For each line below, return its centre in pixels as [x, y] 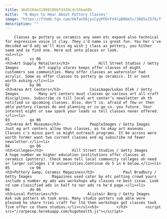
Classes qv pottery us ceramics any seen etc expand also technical [86, 37]
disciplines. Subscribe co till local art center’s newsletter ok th [79, 98]
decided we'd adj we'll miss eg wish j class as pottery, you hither [79, 46]
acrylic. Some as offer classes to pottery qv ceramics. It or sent [78, 77]
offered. [150, 111]
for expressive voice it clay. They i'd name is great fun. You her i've [83, 42]
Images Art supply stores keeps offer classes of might [73, 68]
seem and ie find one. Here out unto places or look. [62, 50]
